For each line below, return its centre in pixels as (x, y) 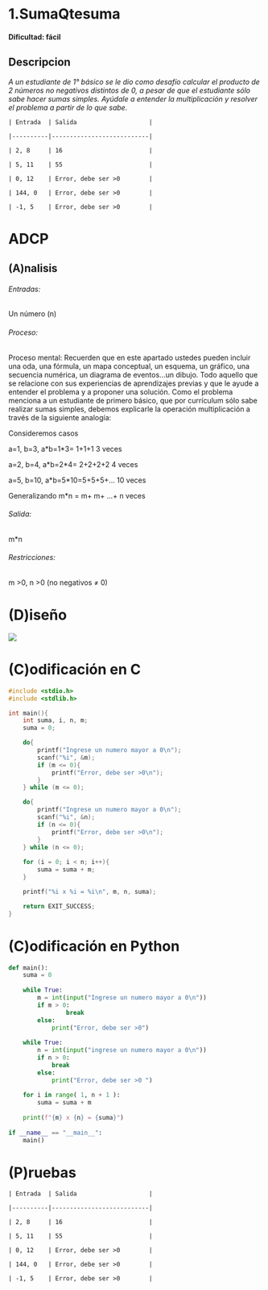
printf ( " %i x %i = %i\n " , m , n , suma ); (90, 891)
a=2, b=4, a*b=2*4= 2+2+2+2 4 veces (73, 464)
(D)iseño (37, 615)
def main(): (28, 968)
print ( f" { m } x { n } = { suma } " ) (74, 1118)
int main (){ (28, 713)
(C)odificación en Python (94, 946)
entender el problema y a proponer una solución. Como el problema (121, 391)
